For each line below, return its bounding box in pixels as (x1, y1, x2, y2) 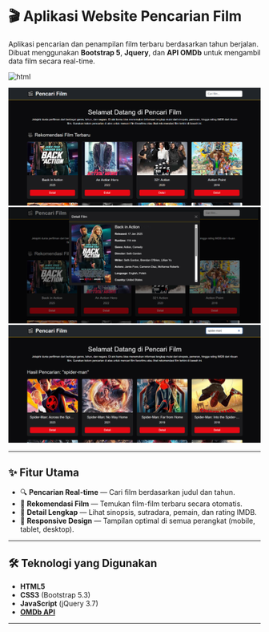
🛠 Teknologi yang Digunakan (8, 556, 158, 570)
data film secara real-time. (8, 56, 96, 66)
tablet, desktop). (19, 525, 74, 534)
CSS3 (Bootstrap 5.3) (19, 590, 90, 600)
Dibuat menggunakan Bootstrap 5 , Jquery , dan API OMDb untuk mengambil (8, 47, 261, 57)
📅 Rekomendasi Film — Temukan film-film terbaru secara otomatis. (19, 499, 243, 508)
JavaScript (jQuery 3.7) (19, 599, 98, 609)
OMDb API (19, 607, 56, 617)
